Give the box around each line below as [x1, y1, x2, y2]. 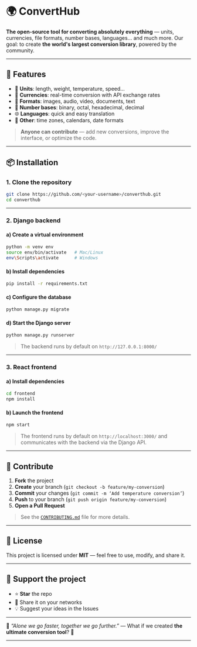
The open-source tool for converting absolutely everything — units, [6, 28, 174, 35]
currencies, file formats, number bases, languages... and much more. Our [6, 34, 184, 41]
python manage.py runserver [6, 332, 75, 338]
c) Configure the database [6, 294, 72, 301]
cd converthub [6, 197, 41, 203]
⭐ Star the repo [14, 590, 52, 597]
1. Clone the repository [6, 178, 72, 186]
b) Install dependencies [6, 268, 65, 275]
